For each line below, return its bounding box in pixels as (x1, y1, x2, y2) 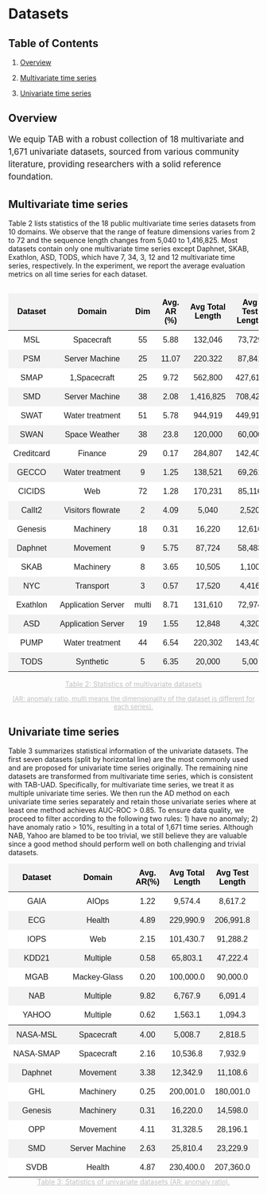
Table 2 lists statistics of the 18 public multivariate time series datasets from (8, 218, 257, 228)
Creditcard (13, 449, 50, 458)
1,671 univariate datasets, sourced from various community (8, 147, 240, 157)
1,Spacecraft (69, 373, 115, 383)
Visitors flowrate (64, 505, 121, 515)
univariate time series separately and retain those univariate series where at (8, 797, 257, 807)
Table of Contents (8, 37, 99, 50)
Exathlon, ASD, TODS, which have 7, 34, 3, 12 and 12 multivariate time (8, 253, 236, 262)
